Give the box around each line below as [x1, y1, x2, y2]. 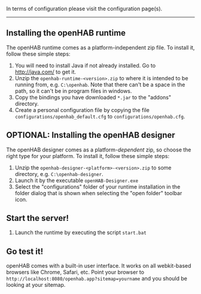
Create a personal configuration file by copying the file [14, 106, 150, 113]
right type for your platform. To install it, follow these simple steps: [6, 152, 169, 159]
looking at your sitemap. [6, 281, 66, 289]
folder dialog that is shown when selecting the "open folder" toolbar [14, 189, 182, 196]
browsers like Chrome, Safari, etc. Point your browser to [6, 269, 145, 276]
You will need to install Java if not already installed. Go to [14, 62, 156, 69]
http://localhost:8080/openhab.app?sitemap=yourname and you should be [6, 275, 187, 282]
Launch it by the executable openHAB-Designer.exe [14, 177, 139, 184]
